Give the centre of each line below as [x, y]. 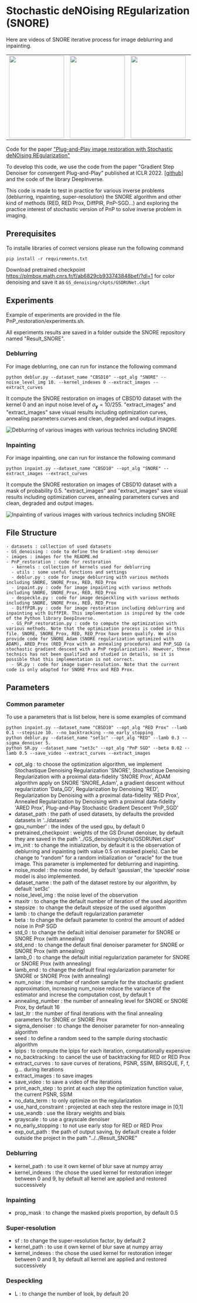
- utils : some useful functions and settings [69, 572]
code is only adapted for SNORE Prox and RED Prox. [70, 670]
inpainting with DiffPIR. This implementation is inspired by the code [95, 613]
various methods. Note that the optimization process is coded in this [95, 629]
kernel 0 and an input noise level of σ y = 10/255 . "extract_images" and [91, 405]
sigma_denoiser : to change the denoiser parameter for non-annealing [99, 1026]
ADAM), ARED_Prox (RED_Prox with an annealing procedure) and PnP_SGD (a [98, 644]
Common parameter [35, 704]
